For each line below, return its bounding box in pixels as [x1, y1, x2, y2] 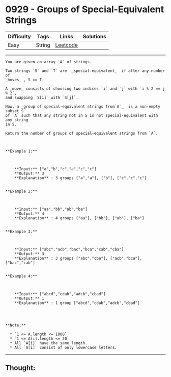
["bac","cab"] [5, 260, 36, 265]
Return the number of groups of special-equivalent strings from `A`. [5, 131, 158, 136]
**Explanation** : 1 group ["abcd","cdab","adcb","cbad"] [14, 300, 140, 306]
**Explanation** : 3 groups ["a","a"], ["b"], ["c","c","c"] [14, 175, 147, 181]
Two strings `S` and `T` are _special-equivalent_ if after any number [5, 68, 165, 73]
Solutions [82, 33, 107, 40]
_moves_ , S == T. [5, 77, 44, 82]
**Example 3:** [5, 229, 38, 234]
